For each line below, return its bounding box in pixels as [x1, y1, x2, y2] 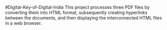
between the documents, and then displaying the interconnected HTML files [5, 15, 162, 20]
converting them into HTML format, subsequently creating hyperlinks [5, 9, 147, 15]
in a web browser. [5, 20, 42, 26]
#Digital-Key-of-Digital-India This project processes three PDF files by [5, 4, 150, 10]
